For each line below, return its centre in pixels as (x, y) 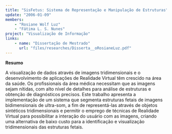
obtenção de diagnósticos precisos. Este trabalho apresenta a (71, 94)
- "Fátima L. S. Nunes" (40, 29)
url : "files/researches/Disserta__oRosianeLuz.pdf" (75, 48)
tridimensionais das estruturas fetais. (44, 127)
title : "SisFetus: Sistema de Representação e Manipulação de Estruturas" (87, 10)
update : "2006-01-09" (28, 15)
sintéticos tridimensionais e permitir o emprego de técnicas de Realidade (82, 110)
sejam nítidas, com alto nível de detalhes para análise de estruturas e (78, 89)
